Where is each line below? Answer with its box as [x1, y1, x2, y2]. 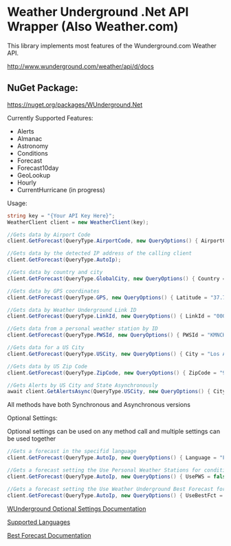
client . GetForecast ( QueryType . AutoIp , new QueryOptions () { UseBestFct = [7, 492, 223, 499]
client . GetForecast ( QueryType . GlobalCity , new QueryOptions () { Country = [7, 275, 226, 282]
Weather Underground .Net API [7, 4, 189, 20]
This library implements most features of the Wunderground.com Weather [7, 41, 217, 50]
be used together [7, 434, 56, 443]
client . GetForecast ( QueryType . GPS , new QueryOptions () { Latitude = [7, 294, 208, 301]
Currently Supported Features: [7, 114, 94, 122]
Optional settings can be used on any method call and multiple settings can [7, 428, 221, 436]
